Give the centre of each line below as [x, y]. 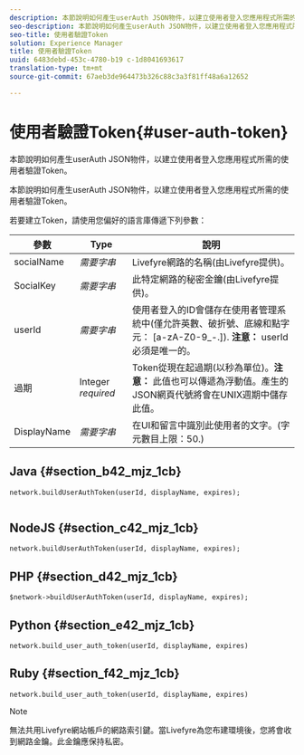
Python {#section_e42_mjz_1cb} [102, 625]
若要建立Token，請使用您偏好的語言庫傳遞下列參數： [108, 220]
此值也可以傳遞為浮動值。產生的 [221, 381]
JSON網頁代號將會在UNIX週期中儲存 [210, 395]
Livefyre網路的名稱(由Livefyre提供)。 [211, 262]
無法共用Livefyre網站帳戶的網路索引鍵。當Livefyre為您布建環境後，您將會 [147, 730]
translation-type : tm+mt [56, 69]
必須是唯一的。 [164, 350]
